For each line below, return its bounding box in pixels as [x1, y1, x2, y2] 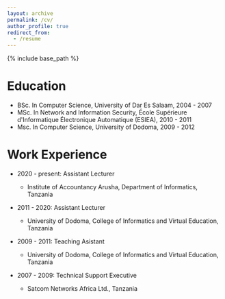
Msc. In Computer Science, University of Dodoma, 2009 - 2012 [16, 123, 195, 131]
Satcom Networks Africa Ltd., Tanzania [27, 285, 138, 292]
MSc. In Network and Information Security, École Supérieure [16, 108, 187, 117]
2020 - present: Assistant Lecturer [16, 169, 115, 178]
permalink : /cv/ [7, 16, 53, 23]
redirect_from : [7, 29, 51, 36]
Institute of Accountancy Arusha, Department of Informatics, [27, 183, 198, 191]
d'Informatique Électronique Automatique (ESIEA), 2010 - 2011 [16, 116, 192, 124]
